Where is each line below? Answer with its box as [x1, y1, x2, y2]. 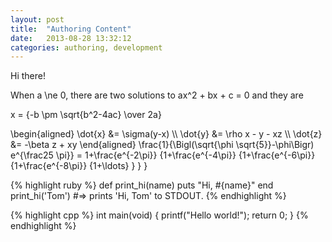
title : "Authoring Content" [10, 24, 132, 34]
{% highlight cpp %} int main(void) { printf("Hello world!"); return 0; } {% [10, 209, 309, 221]
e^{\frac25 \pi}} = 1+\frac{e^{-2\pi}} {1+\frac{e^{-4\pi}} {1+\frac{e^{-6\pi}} [10, 149, 316, 161]
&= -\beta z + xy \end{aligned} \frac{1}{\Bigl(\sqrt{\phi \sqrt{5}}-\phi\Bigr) [10, 139, 315, 151]
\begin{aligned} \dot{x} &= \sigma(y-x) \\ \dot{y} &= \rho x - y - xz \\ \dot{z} [10, 128, 323, 140]
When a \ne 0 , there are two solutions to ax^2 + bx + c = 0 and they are [10, 89, 304, 101]
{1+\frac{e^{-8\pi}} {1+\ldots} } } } [10, 160, 148, 172]
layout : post [10, 14, 65, 25]
